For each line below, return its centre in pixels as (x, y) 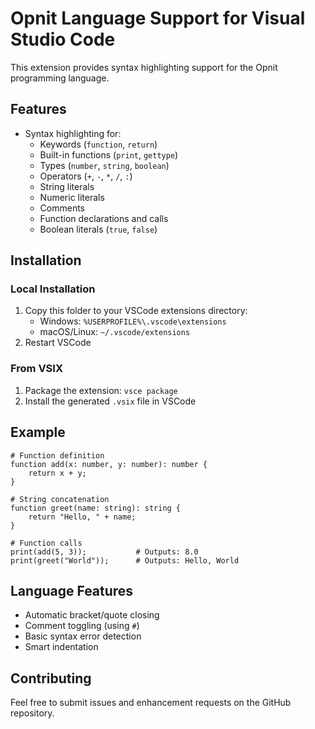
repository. (32, 713)
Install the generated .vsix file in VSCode (110, 401)
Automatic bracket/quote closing (92, 615)
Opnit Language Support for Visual (158, 18)
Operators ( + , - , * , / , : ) (86, 176)
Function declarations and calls (104, 218)
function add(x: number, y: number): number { (109, 464)
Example (38, 432)
